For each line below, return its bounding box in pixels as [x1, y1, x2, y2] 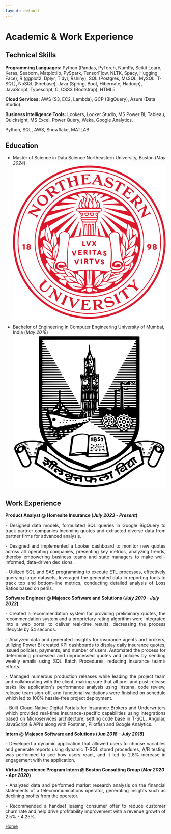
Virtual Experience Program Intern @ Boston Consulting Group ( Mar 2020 [5, 767, 164, 773]
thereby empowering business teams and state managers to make [5, 554, 153, 560]
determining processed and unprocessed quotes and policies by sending [5, 653, 166, 659]
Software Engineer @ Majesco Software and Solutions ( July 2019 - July [5, 595, 159, 601]
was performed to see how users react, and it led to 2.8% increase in [5, 752, 166, 758]
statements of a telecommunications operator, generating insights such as [5, 788, 166, 794]
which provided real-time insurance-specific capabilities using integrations [5, 710, 166, 716]
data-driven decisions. [26, 559, 74, 565]
